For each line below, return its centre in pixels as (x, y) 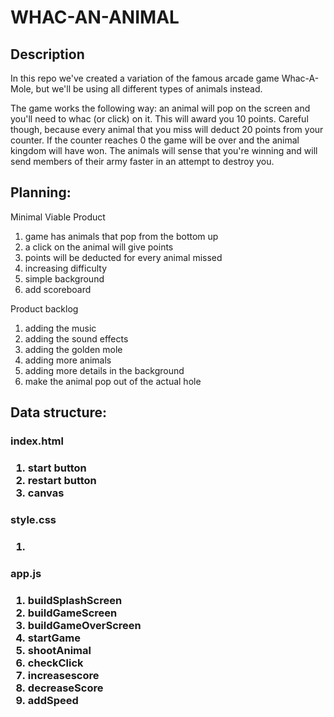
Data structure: (59, 412)
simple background (64, 278)
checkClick (55, 663)
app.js (26, 573)
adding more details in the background (104, 370)
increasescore (63, 675)
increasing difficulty (65, 268)
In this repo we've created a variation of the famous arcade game (145, 78)
